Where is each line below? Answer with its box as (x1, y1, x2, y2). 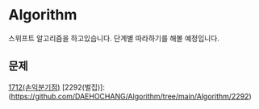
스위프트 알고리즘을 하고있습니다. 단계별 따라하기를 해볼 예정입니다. (8, 33, 220, 43)
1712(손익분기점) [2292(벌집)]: (8, 82, 105, 92)
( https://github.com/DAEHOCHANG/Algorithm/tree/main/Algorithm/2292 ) (8, 91, 252, 101)
